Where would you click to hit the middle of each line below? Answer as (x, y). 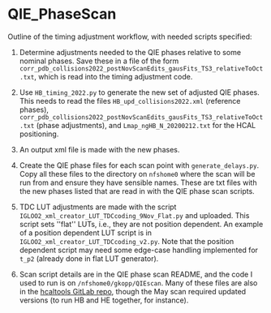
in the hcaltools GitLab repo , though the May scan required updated (133, 291)
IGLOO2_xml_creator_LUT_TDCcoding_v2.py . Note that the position (127, 241)
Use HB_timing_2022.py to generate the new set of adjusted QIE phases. (140, 92)
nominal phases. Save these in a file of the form (99, 61)
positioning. (39, 134)
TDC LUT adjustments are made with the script (98, 207)
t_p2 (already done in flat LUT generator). (89, 258)
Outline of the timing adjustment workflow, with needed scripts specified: (130, 36)
